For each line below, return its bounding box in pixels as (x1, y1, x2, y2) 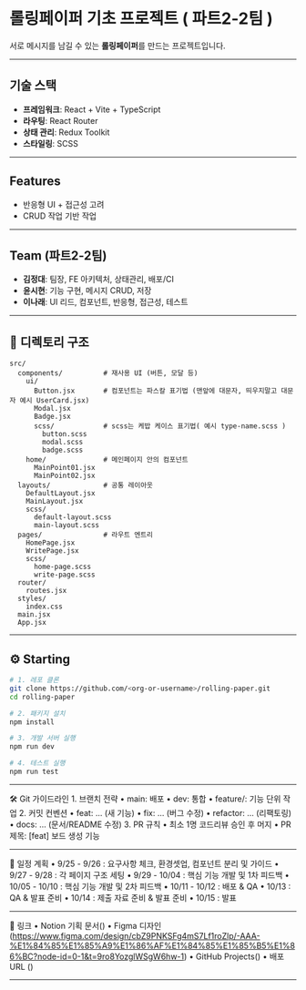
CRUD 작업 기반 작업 (22, 210, 97, 221)
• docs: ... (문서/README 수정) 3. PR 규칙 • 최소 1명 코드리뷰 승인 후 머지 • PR (9, 819, 291, 830)
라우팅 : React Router (22, 115, 98, 126)
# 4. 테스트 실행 (9, 759, 66, 768)
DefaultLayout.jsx (25, 489, 96, 498)
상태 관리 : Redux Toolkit (22, 127, 110, 138)
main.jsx (17, 610, 51, 619)
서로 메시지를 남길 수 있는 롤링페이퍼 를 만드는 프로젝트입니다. (9, 40, 226, 51)
